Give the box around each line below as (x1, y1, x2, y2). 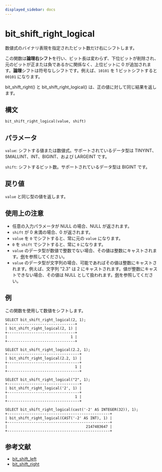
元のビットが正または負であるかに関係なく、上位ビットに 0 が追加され (5, 62, 147, 67)
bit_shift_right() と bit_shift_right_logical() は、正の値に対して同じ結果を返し (5, 84, 157, 90)
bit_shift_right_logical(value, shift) (5, 119, 86, 124)
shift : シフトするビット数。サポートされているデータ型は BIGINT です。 (5, 164, 150, 170)
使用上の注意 (5, 209, 44, 218)
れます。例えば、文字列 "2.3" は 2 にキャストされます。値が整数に (12, 266, 145, 271)
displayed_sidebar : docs (5, 7, 56, 12)
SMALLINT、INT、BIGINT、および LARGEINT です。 (5, 154, 110, 160)
